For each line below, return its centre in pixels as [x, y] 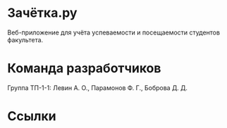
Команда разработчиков [84, 69]
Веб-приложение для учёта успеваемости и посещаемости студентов [114, 32]
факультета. [25, 39]
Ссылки [32, 116]
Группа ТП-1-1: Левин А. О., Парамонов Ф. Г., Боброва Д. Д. [98, 88]
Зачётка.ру [42, 13]
